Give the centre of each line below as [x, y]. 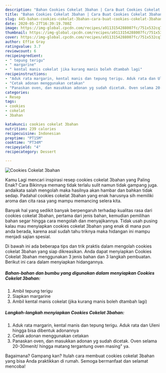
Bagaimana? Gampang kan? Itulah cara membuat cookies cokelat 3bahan [80, 356]
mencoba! [15, 366]
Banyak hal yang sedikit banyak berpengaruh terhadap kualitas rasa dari [79, 210]
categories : [17, 92]
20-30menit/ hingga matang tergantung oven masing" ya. [71, 346]
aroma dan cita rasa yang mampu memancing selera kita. [63, 201]
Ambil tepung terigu [32, 291]
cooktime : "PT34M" [24, 143]
